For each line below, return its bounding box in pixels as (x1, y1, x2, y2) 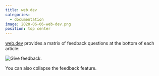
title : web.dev (5, 7, 37, 13)
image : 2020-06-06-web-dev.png (5, 21, 71, 27)
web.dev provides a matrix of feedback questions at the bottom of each (5, 40, 154, 46)
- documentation (10, 17, 44, 22)
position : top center (5, 26, 51, 31)
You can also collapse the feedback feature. (5, 65, 97, 71)
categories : (5, 12, 30, 17)
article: (5, 46, 20, 52)
